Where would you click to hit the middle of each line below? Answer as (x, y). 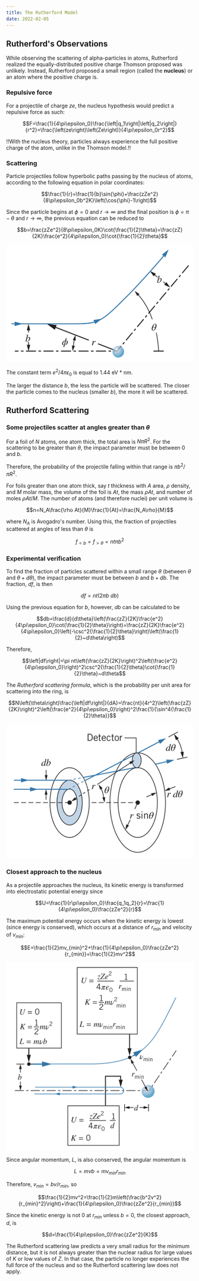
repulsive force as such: (36, 112)
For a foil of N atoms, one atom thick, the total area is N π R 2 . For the (88, 441)
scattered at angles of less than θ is (50, 529)
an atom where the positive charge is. (52, 77)
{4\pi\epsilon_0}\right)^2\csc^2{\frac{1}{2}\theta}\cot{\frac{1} (100, 667)
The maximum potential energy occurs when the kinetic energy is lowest (95, 920)
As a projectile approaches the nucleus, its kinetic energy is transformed (95, 885)
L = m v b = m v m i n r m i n (100, 1172)
